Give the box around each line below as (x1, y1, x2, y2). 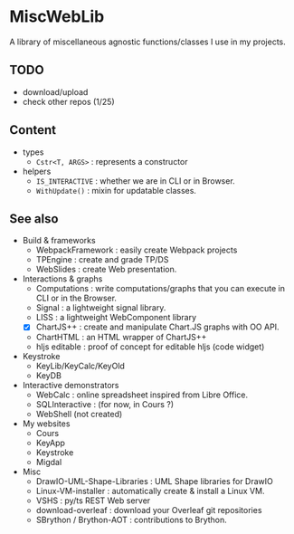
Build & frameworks (22, 235, 97, 246)
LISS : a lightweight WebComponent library (35, 312, 197, 323)
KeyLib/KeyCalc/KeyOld (35, 360, 125, 372)
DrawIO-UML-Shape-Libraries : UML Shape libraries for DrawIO (35, 476, 274, 487)
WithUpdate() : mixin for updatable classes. (35, 185, 197, 195)
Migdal (35, 457, 62, 468)
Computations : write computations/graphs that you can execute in (35, 283, 286, 294)
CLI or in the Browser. (35, 292, 118, 304)
